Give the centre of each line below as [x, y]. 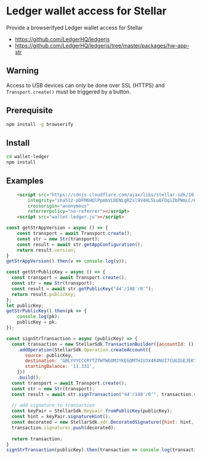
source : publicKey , [49, 355]
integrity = [41, 200]
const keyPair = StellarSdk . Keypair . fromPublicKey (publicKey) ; [92, 411]
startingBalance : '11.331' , [60, 367]
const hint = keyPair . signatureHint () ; [61, 417]
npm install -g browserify [40, 124]
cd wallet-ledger [28, 157]
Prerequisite [30, 111]
